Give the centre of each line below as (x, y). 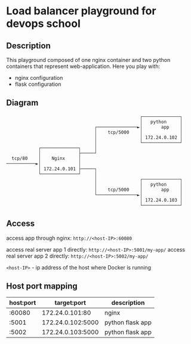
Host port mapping (42, 286)
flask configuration (38, 84)
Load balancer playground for (81, 11)
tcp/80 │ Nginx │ (47, 158)
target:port (70, 303)
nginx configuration (39, 78)
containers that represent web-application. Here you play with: (83, 66)
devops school (43, 24)
